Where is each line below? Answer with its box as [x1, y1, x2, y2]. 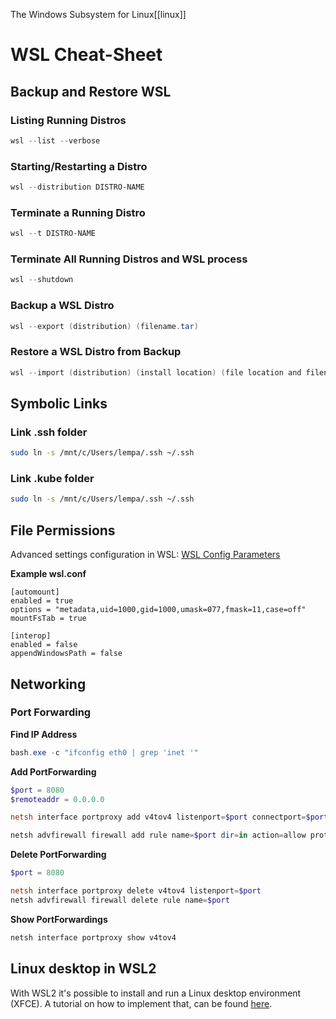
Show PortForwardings [10, 913, 108, 925]
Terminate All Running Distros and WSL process [10, 252, 248, 266]
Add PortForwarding [10, 765, 97, 778]
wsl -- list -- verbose [10, 135, 101, 146]
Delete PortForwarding [10, 849, 107, 861]
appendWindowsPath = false [10, 649, 123, 659]
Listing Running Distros [10, 113, 127, 127]
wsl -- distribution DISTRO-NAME [10, 182, 145, 193]
